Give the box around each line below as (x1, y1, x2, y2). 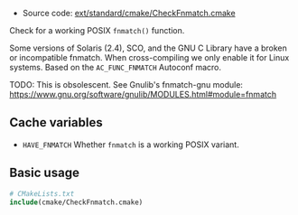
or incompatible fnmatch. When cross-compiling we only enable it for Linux (9, 52, 290, 62)
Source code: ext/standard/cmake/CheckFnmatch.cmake (22, 8, 237, 18)
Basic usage (9, 165, 79, 181)
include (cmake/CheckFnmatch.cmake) (9, 198, 144, 207)
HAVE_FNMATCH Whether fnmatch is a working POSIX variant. (22, 139, 239, 150)
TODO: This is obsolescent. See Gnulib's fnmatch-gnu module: (9, 79, 244, 89)
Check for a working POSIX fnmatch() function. (9, 25, 185, 35)
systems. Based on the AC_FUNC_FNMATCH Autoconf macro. (9, 62, 222, 72)
